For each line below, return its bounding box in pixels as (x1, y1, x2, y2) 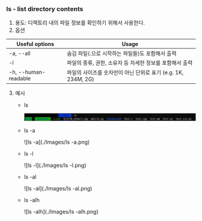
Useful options (16, 40, 55, 47)
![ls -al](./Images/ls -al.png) (23, 184, 93, 192)
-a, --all (8, 50, 31, 57)
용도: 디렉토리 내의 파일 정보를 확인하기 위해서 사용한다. (14, 19, 145, 26)
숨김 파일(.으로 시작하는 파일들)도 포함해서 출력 (67, 50, 177, 57)
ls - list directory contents (6, 5, 84, 13)
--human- (17, 68, 46, 76)
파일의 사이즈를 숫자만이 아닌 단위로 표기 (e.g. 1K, (67, 68, 184, 76)
